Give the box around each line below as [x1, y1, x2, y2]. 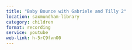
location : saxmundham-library [6, 14, 80, 20]
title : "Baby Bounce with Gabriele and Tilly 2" [6, 8, 127, 14]
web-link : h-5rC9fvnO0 [6, 35, 61, 41]
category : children [6, 19, 54, 25]
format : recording [6, 24, 51, 30]
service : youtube [6, 30, 48, 36]
